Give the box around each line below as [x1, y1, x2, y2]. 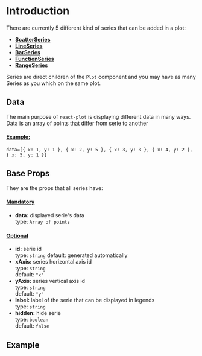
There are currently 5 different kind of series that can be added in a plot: [6, 24, 186, 31]
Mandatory [6, 198, 35, 206]
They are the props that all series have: [6, 184, 104, 191]
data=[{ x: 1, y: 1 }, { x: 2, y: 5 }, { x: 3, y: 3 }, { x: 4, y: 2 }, [6, 147, 193, 153]
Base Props [6, 168, 50, 179]
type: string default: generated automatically [14, 252, 128, 259]
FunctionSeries [14, 55, 54, 62]
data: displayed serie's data [14, 211, 84, 218]
